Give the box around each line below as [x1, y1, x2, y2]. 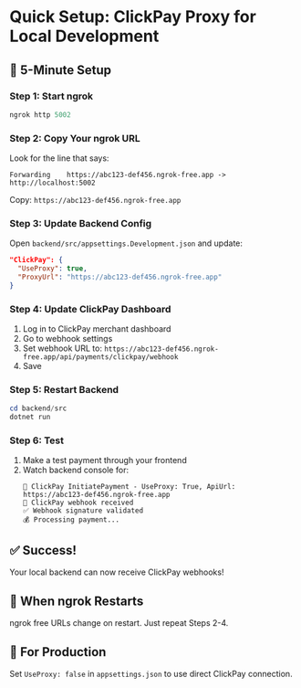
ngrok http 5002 [9, 110, 71, 120]
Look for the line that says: [9, 153, 109, 164]
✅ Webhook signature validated [22, 506, 144, 515]
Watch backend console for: [22, 464, 130, 476]
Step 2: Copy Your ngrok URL [9, 132, 141, 144]
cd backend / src [9, 404, 67, 413]
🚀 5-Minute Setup [9, 62, 112, 78]
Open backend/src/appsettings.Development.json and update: [9, 238, 244, 249]
